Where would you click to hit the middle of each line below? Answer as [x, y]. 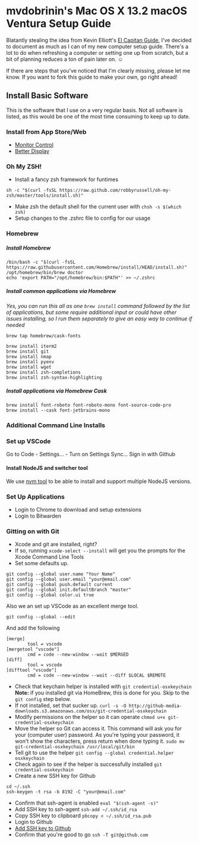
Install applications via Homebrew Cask [56, 391]
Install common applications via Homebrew [61, 291]
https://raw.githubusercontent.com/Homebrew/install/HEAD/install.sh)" [97, 267]
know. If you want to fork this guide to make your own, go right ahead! [92, 77]
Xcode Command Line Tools [49, 557]
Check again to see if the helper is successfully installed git [88, 764]
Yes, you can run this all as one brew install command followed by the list [98, 306]
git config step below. [43, 699]
